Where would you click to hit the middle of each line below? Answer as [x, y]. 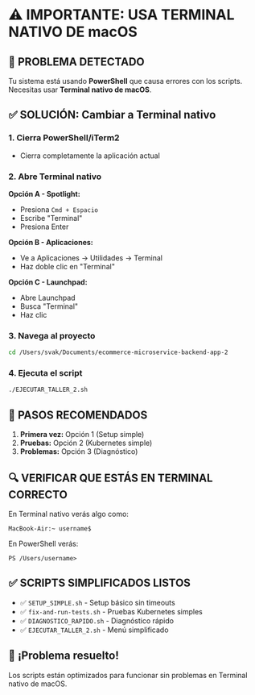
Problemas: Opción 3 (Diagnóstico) [79, 452]
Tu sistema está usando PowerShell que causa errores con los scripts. [125, 81]
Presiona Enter [44, 227]
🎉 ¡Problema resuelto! [64, 656]
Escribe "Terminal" [51, 218]
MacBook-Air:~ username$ [50, 529]
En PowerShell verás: [43, 543]
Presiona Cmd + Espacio [59, 209]
